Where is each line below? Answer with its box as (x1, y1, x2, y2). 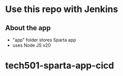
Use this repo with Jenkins (5, 4, 118, 15)
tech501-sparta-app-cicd (5, 60, 114, 71)
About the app (5, 24, 51, 32)
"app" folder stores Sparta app (12, 37, 76, 43)
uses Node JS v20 (12, 42, 51, 48)
